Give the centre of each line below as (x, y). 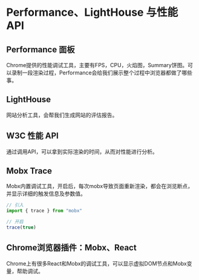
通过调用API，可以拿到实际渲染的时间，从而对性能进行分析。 (82, 151)
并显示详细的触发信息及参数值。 (46, 194)
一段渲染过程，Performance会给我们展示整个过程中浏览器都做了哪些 (107, 73)
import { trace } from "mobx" (44, 211)
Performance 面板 (41, 49)
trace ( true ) (21, 227)
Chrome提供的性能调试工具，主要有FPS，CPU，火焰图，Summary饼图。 (97, 65)
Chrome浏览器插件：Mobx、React (72, 248)
